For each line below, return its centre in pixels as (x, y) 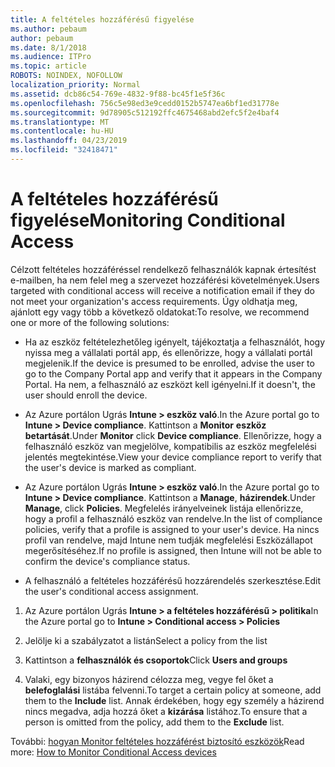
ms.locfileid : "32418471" (64, 150)
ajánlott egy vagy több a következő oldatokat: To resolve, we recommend (160, 312)
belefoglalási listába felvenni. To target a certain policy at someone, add (173, 690)
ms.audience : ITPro (51, 57)
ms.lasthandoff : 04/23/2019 (69, 141)
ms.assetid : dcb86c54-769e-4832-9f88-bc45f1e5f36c (118, 94)
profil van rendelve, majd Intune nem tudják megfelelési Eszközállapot (168, 540)
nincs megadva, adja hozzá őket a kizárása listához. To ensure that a (166, 711)
